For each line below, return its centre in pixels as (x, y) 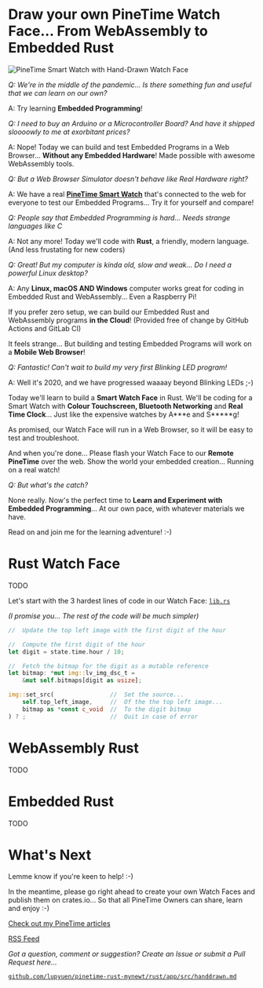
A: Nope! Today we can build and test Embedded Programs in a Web (119, 147)
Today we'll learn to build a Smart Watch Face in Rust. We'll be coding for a (130, 397)
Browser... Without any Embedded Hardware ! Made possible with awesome (131, 155)
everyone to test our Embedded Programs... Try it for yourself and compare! (131, 202)
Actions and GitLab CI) (45, 328)
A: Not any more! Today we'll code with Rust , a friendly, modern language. (129, 241)
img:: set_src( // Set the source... (96, 695)
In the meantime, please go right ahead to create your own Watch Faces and (131, 891)
